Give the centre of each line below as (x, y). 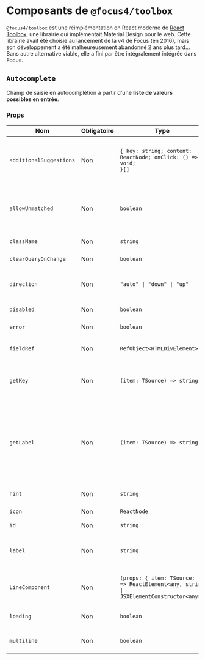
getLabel (22, 443)
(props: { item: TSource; (157, 578)
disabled (22, 309)
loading (20, 617)
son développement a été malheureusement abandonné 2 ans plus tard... (98, 47)
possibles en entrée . (33, 99)
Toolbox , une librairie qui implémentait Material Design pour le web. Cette (99, 34)
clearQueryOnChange (38, 259)
